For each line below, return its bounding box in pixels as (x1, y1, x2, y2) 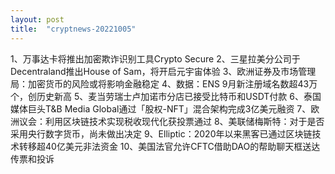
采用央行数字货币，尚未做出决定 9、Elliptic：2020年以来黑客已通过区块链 (10, 127, 313, 140)
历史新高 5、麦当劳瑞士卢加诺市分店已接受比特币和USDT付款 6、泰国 (36, 90, 322, 102)
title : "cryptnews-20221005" (10, 24, 137, 34)
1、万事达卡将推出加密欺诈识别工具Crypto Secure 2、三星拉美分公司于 (10, 52, 301, 65)
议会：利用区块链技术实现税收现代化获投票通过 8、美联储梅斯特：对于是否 (18, 115, 325, 127)
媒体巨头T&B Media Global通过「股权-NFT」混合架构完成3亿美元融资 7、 (10, 102, 312, 115)
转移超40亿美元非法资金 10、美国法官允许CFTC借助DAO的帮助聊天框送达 (18, 140, 321, 152)
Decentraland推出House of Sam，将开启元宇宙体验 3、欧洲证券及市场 (10, 65, 299, 77)
